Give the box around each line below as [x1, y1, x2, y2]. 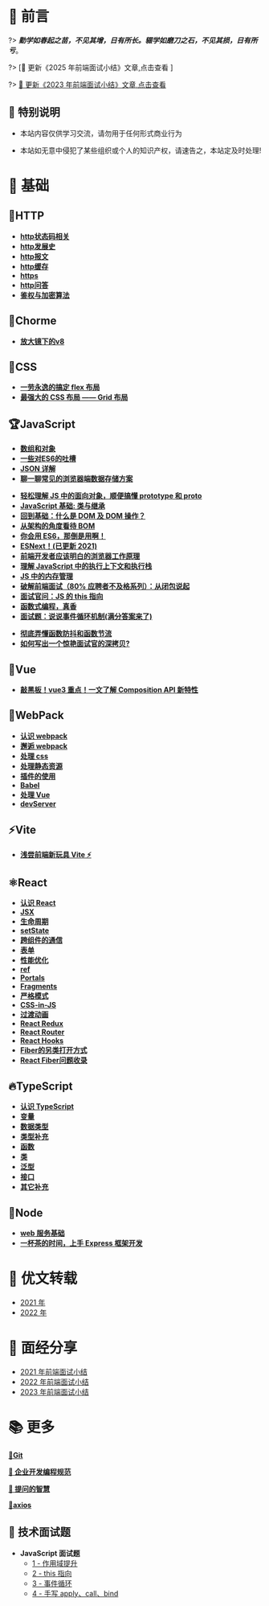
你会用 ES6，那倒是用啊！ [19, 532, 106, 541]
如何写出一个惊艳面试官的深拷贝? [19, 639, 130, 648]
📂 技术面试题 [8, 1526, 71, 1539]
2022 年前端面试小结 [19, 1377, 90, 1386]
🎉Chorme [8, 314, 57, 328]
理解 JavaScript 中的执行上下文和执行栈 [19, 561, 153, 571]
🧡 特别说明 [8, 105, 60, 119]
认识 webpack [19, 731, 68, 741]
